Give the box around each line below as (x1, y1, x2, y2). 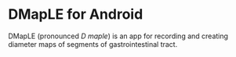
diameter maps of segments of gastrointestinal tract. (8, 39, 178, 48)
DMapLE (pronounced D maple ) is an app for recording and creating (8, 31, 229, 41)
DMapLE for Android (8, 5, 143, 23)
